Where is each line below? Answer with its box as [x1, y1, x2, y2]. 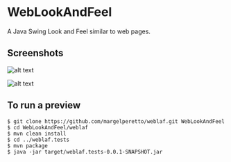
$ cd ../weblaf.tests [7, 136, 70, 143]
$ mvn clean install [7, 130, 67, 137]
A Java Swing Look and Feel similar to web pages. [7, 27, 151, 35]
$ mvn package [7, 142, 49, 149]
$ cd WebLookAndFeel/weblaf [7, 124, 89, 131]
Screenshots [7, 47, 64, 59]
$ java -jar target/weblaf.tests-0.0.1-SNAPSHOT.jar [7, 148, 163, 155]
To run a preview [7, 99, 81, 111]
